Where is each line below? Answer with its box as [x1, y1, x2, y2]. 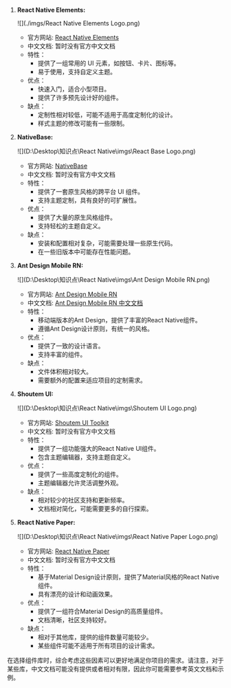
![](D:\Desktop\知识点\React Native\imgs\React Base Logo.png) [16, 147, 196, 155]
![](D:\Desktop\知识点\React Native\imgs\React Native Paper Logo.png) [16, 533, 219, 540]
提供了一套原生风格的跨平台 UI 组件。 [37, 188, 144, 195]
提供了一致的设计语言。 [37, 342, 104, 350]
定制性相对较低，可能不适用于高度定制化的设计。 [37, 111, 177, 119]
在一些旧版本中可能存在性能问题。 [37, 247, 135, 256]
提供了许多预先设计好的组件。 [37, 93, 122, 102]
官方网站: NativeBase [27, 162, 88, 170]
